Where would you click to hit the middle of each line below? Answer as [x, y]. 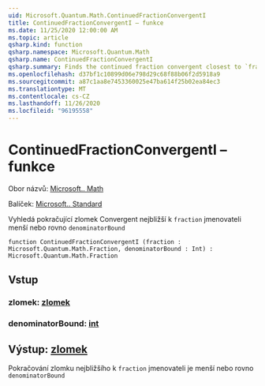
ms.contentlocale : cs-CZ [49, 96]
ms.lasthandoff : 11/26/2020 [54, 103]
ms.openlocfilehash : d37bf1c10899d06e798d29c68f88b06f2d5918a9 [114, 74]
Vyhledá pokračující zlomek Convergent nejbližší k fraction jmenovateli [125, 219]
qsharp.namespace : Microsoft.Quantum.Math [79, 52]
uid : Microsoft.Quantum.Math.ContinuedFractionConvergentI [107, 15]
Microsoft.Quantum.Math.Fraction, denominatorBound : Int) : [111, 249]
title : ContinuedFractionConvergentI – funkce [86, 23]
